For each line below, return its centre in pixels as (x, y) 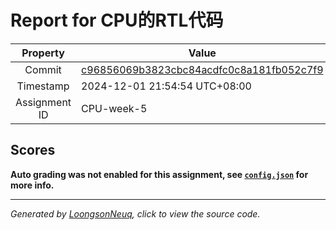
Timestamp (43, 86)
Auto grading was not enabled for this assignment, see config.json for (159, 174)
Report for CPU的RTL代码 (117, 20)
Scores (33, 150)
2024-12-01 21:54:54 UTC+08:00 (166, 86)
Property (43, 53)
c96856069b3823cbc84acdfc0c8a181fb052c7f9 (202, 69)
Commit (43, 69)
